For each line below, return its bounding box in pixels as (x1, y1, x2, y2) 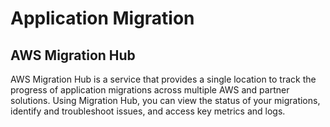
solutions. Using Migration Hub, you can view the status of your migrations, (10, 95, 321, 106)
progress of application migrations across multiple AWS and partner (10, 84, 290, 96)
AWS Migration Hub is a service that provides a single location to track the (10, 73, 317, 85)
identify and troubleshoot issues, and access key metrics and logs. (10, 105, 286, 117)
